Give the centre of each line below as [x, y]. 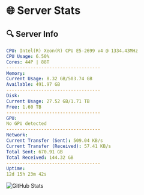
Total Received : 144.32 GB [40, 158]
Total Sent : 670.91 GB [34, 152]
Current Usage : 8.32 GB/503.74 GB [49, 79]
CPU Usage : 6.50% [28, 56]
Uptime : [16, 169]
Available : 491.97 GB [33, 85]
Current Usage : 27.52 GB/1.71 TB [48, 101]
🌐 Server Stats [43, 11]
